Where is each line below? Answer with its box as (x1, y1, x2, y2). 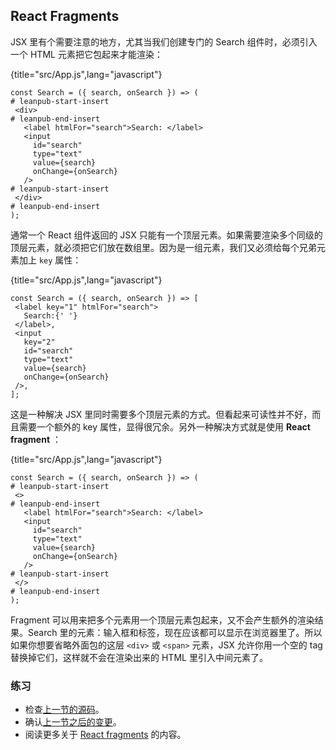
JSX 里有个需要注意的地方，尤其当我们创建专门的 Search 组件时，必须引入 (10, 35, 318, 48)
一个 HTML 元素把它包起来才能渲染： (10, 48, 163, 60)
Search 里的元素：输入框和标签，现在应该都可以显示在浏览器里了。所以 (27, 626, 323, 638)
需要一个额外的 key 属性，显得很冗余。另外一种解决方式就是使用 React (18, 420, 311, 433)
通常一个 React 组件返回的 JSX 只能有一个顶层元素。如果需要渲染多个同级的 (10, 229, 323, 241)
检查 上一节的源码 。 (24, 704, 105, 716)
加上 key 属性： (18, 254, 82, 266)
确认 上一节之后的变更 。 (24, 716, 122, 728)
